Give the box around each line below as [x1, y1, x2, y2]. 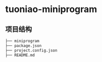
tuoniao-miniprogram [5, 4, 97, 15]
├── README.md [5, 52, 35, 57]
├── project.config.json [5, 48, 58, 53]
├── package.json [5, 43, 42, 48]
